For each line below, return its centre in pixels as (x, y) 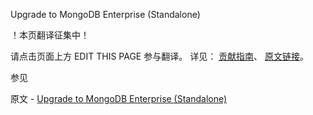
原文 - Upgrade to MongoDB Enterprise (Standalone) (119, 98)
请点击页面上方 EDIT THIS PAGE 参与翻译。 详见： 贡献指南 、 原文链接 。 (160, 56)
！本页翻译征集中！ (50, 35)
